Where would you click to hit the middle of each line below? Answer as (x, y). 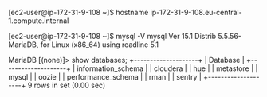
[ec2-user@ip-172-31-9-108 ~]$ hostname (79, 12)
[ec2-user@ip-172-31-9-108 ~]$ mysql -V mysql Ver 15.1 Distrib (112, 36)
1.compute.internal (39, 21)
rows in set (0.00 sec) (70, 85)
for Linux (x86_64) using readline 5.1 (100, 45)
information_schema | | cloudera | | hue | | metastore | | (167, 68)
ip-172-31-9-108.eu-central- (196, 12)
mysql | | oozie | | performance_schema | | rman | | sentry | (105, 77)
